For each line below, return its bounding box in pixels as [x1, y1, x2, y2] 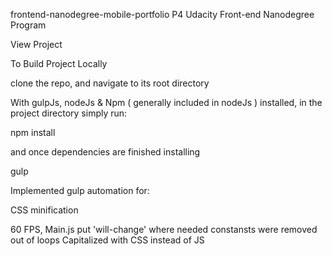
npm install [10, 127, 56, 138]
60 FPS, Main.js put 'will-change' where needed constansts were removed [10, 224, 318, 235]
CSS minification [10, 204, 79, 216]
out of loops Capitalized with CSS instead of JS [10, 234, 205, 246]
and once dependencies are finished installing [10, 146, 201, 158]
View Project [10, 39, 63, 50]
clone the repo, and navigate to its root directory [10, 77, 210, 89]
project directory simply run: [10, 107, 128, 119]
